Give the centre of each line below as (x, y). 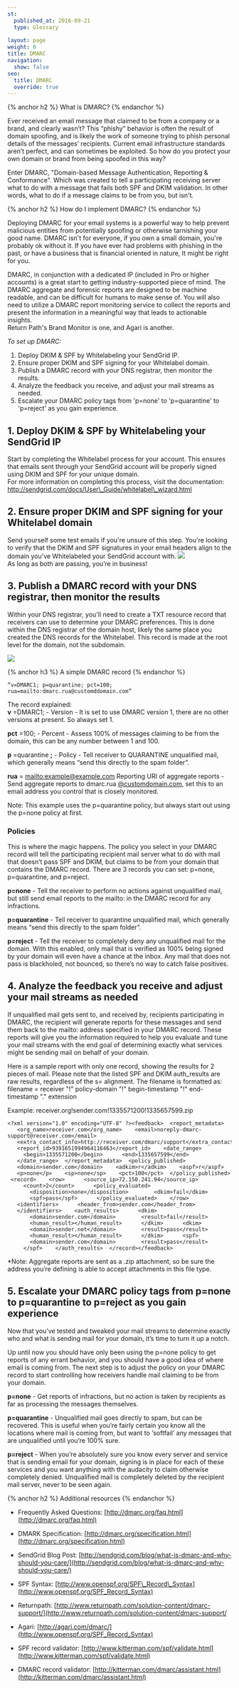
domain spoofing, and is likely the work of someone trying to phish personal (118, 136)
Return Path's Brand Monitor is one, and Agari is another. (91, 328)
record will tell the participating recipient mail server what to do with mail (114, 854)
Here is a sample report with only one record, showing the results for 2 (111, 1066)
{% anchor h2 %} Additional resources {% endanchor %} (91, 1498)
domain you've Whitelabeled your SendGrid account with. (92, 556)
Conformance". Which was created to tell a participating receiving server (114, 180)
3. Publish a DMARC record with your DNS (102, 586)
